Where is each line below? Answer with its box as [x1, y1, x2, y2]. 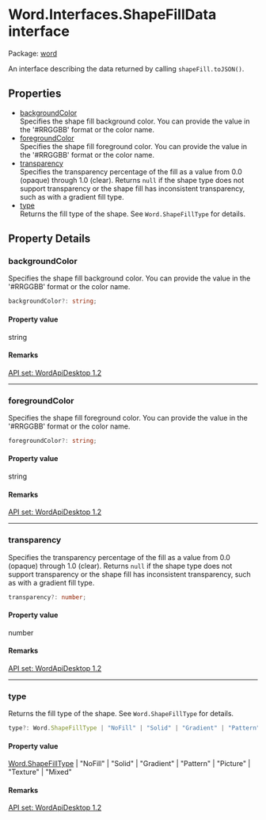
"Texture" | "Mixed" [8, 767, 73, 777]
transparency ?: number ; [8, 593, 87, 601]
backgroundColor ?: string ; [8, 297, 97, 306]
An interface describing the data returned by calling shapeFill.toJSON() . [8, 63, 245, 73]
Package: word [8, 48, 58, 58]
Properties [8, 87, 62, 101]
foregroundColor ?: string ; [8, 437, 97, 445]
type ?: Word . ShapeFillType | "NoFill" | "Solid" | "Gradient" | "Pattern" [8, 724, 260, 732]
